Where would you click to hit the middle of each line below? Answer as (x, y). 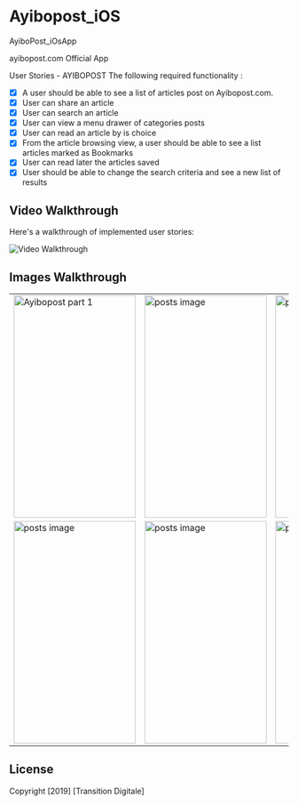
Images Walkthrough (68, 277)
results (35, 182)
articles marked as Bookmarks (78, 153)
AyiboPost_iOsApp (43, 41)
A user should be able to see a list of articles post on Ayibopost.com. (147, 93)
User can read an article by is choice (89, 133)
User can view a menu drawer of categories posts (114, 123)
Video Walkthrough (64, 210)
